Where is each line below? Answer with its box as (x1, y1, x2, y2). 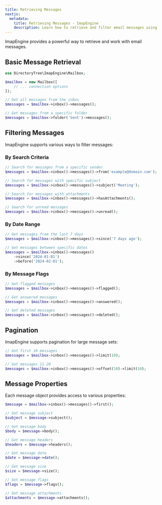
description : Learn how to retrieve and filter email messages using (14, 25, 158, 30)
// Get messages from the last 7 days (5, 232, 83, 237)
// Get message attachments (5, 490, 62, 496)
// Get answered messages (5, 295, 57, 299)
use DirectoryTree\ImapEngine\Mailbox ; (5, 71, 86, 75)
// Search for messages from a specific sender (5, 165, 103, 170)
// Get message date (5, 451, 47, 456)
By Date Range (5, 221, 40, 227)
